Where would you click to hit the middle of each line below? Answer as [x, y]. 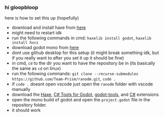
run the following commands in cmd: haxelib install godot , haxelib [82, 38]
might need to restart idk [37, 33]
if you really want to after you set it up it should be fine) [68, 58]
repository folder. [29, 105]
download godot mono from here [45, 48]
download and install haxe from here [49, 28]
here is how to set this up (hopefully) [42, 18]
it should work [26, 110]
